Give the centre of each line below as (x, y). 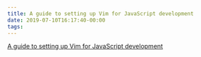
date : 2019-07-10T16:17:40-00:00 (56, 20)
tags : (15, 26)
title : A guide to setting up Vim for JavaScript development (100, 14)
